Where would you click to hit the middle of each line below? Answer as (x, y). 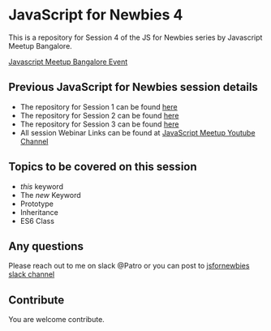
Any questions (46, 246)
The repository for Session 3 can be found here (99, 124)
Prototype (37, 204)
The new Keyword (50, 195)
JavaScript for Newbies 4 (96, 15)
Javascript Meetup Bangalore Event (68, 62)
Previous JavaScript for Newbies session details (133, 87)
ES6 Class (37, 221)
